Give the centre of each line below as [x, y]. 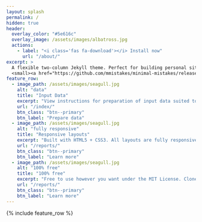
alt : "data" [32, 90]
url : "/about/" [41, 56]
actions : [23, 46]
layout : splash [25, 12]
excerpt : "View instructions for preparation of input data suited [103, 101]
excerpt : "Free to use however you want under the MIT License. [99, 179]
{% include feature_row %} [40, 213]
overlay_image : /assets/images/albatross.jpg [70, 40]
